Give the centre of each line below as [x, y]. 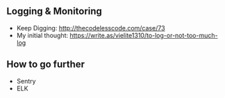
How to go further [45, 65]
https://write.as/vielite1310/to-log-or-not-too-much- [144, 35]
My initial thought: [42, 35]
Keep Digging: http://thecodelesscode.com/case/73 [91, 28]
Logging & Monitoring [54, 11]
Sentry [26, 81]
